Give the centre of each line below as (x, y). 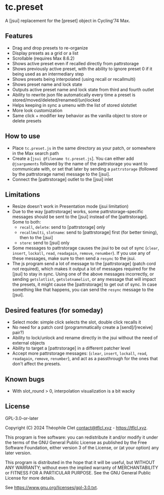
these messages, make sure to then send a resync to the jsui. (74, 258)
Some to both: (27, 222)
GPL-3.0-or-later (22, 418)
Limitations (23, 194)
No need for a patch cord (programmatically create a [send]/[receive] (82, 327)
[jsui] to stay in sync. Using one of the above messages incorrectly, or (83, 274)
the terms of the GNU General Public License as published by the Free (76, 442)
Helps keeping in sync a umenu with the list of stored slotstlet (74, 105)
